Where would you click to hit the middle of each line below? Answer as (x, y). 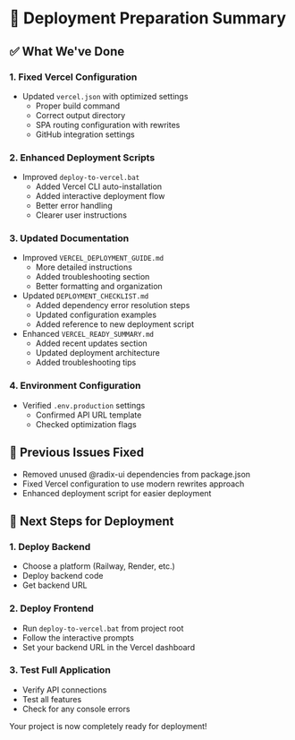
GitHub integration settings (85, 134)
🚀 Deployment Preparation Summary (148, 18)
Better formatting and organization (99, 287)
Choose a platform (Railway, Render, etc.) (99, 566)
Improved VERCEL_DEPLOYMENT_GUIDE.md (93, 258)
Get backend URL (55, 585)
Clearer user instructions (81, 215)
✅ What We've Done (67, 52)
